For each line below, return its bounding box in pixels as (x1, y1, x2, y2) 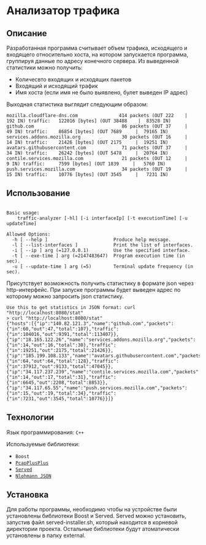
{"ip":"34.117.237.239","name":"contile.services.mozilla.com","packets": (6, 368, 202, 375)
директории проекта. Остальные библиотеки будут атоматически (6, 525, 180, 533)
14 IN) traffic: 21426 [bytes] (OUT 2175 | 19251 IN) (6, 139, 169, 145)
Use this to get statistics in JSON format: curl (6, 304, 136, 310)
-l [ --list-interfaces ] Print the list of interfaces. (12, 242, 193, 248)
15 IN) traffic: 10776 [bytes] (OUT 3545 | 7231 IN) (6, 172, 169, 178)
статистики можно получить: (6, 64, 83, 71)
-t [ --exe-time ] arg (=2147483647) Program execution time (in (12, 253, 185, 259)
